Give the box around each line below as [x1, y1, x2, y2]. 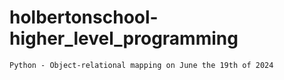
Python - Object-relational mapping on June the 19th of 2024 [9, 60, 274, 70]
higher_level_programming [9, 27, 239, 50]
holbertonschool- [9, 6, 159, 29]
